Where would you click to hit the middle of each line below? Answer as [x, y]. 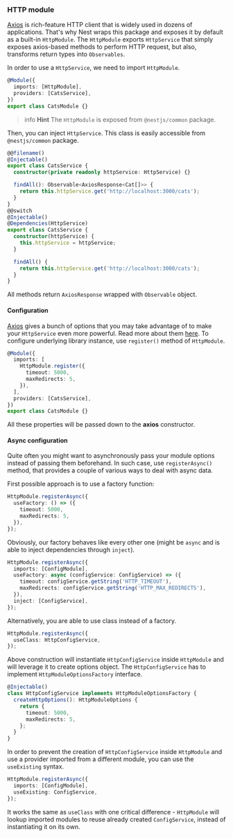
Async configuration [37, 440]
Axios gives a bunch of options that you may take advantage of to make [110, 326]
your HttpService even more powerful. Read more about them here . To [108, 333]
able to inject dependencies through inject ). [71, 549]
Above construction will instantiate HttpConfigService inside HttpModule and [115, 660]
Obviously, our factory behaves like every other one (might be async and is [114, 542]
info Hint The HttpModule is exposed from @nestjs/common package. [120, 119]
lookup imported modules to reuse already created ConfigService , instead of [117, 819]
